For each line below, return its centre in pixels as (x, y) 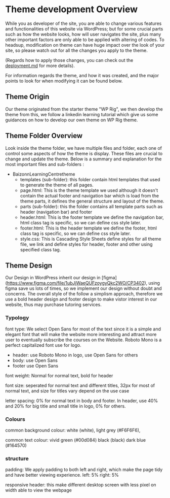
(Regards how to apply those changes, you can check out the (69, 60)
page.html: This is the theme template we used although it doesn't (89, 190)
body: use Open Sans (35, 360)
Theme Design (29, 265)
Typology (17, 318)
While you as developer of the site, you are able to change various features (83, 23)
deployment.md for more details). (40, 65)
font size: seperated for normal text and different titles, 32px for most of (80, 385)
